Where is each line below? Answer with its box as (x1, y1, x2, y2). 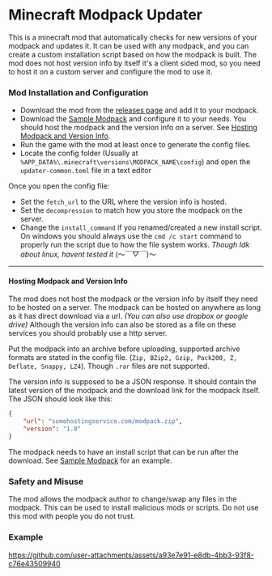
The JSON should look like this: (8, 394, 113, 404)
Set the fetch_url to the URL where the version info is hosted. (19, 197, 227, 207)
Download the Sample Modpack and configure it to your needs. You (19, 114, 247, 124)
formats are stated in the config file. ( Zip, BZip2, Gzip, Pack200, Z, (8, 353, 237, 362)
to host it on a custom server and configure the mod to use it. (8, 66, 213, 76)
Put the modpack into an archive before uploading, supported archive (8, 344, 240, 354)
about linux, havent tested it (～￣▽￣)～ (19, 249, 156, 260)
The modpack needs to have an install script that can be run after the (8, 447, 239, 456)
